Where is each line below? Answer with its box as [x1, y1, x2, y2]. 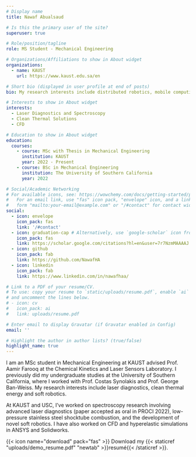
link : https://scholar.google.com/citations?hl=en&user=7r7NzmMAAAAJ [16, 241, 190, 247]
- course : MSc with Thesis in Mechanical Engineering [16, 148, 150, 154]
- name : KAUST [11, 67, 45, 73]
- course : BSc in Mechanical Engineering [16, 165, 118, 170]
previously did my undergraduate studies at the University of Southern [6, 371, 176, 378]
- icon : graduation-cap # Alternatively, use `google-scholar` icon [11, 230, 181, 236]
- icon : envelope [11, 213, 54, 219]
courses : [11, 143, 33, 149]
